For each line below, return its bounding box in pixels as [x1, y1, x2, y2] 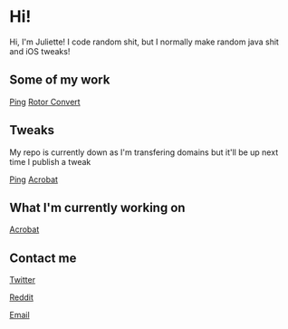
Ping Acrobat [9, 174, 59, 185]
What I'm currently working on [9, 199, 186, 215]
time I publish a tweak [9, 156, 91, 167]
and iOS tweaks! [9, 45, 71, 56]
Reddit [9, 292, 34, 303]
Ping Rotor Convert [9, 96, 81, 107]
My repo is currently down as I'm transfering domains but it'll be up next [9, 147, 279, 158]
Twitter [9, 275, 36, 285]
